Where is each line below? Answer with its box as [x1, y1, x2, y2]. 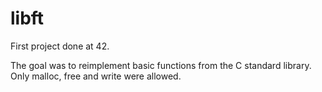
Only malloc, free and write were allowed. [10, 70, 182, 82]
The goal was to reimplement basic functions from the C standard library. [10, 59, 312, 71]
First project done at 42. [10, 40, 110, 52]
